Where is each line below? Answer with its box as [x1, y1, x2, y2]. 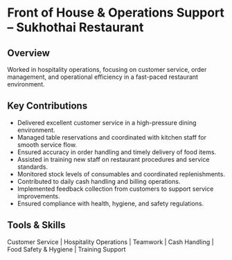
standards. [17, 162, 48, 171]
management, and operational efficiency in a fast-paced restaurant [7, 73, 199, 81]
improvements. [17, 192, 60, 200]
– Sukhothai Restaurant [7, 19, 144, 35]
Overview [7, 47, 51, 59]
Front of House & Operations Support [7, 5, 225, 21]
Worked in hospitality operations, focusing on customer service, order [7, 66, 207, 73]
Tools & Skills [7, 219, 66, 231]
